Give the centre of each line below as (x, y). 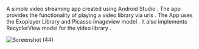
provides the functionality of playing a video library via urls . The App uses (100, 15)
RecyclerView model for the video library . (59, 28)
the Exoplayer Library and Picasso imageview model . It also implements (97, 21)
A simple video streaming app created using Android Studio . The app (94, 9)
